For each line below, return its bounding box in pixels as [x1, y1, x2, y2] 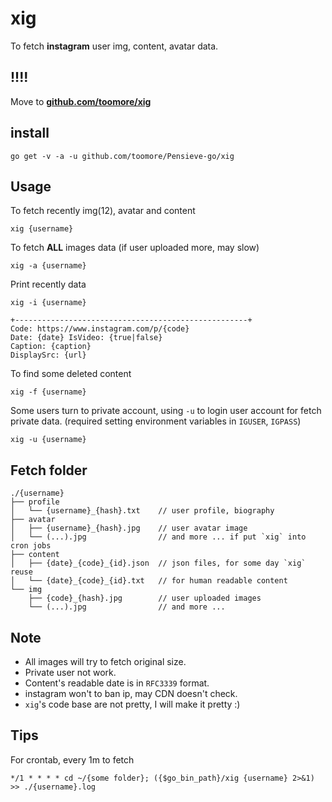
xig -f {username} [10, 387, 87, 397]
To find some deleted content [10, 368, 132, 380]
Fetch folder [10, 462, 88, 479]
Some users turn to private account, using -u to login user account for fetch [10, 405, 322, 417]
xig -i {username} [10, 298, 87, 308]
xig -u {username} [10, 435, 87, 445]
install [10, 125, 50, 142]
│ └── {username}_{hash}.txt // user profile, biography [10, 506, 275, 516]
